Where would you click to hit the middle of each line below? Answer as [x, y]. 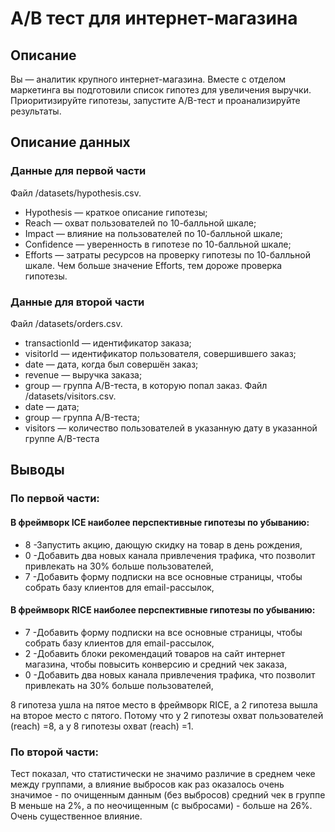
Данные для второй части [77, 302]
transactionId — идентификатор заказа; [108, 343]
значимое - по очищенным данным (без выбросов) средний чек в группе [168, 795]
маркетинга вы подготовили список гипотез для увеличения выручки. [161, 90]
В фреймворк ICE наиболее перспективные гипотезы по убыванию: [160, 522]
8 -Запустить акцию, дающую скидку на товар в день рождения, [163, 544]
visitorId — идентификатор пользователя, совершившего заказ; [160, 353]
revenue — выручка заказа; [83, 374]
